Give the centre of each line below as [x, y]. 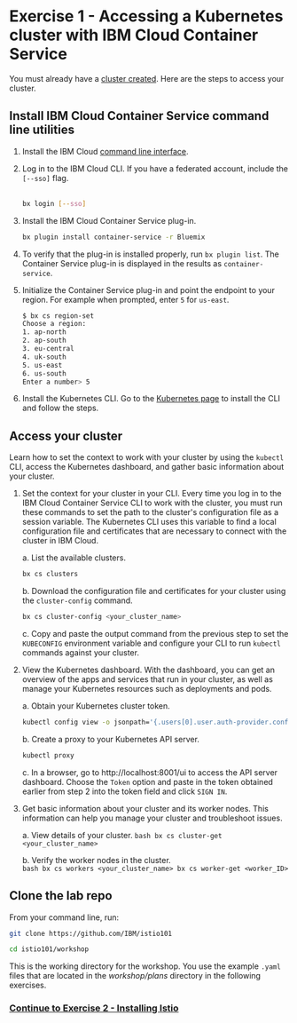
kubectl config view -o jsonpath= [86, 722]
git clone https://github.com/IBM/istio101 [91, 933]
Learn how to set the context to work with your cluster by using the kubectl [147, 457]
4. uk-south [44, 357]
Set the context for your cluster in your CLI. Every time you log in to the [152, 494]
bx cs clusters [50, 575]
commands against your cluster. [81, 652]
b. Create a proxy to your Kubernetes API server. [110, 739]
